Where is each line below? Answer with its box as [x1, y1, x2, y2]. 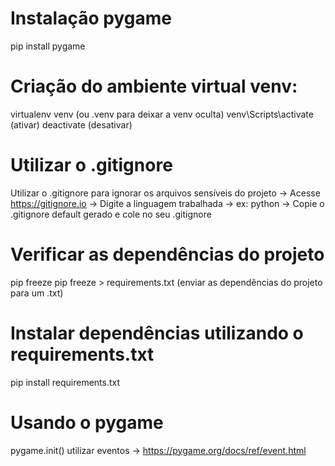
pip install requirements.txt [10, 376, 121, 388]
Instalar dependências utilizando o [10, 322, 304, 344]
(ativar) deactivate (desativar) [10, 118, 133, 131]
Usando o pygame [10, 411, 164, 434]
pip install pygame [10, 40, 86, 52]
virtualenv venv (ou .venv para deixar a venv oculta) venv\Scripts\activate [10, 108, 314, 120]
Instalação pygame [10, 7, 172, 30]
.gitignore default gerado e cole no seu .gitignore [10, 208, 212, 220]
